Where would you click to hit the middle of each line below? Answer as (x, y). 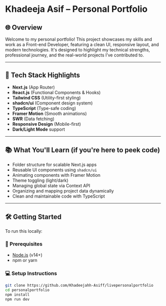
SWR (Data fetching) (33, 119)
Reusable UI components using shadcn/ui (55, 170)
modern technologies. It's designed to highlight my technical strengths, (78, 50)
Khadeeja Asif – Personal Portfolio (76, 9)
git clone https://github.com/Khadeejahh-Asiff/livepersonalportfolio (79, 286)
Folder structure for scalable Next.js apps (54, 164)
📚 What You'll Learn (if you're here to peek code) (83, 150)
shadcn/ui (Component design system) (52, 103)
